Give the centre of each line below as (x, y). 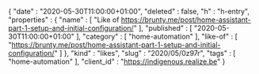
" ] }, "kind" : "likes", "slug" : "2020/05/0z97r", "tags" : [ (145, 53)
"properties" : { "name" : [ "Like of (64, 20)
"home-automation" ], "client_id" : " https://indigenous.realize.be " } (117, 61)
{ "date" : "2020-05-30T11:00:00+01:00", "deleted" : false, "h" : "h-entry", (129, 11)
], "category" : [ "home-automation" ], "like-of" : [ (157, 36)
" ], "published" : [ (163, 28)
